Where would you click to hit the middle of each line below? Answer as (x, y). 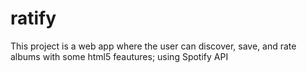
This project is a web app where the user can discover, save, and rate (153, 46)
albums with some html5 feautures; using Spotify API (119, 56)
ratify (33, 18)
